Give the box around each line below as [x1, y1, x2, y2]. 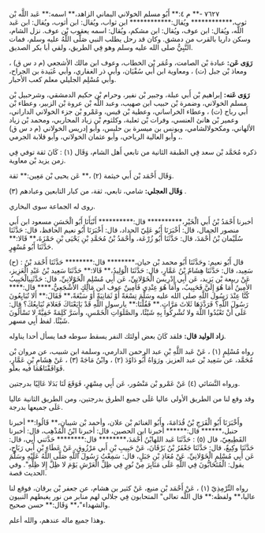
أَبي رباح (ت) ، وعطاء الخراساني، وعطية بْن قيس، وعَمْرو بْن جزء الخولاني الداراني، [9, 107, 248, 116]
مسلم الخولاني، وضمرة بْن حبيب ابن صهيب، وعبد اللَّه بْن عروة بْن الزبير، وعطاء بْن [9, 99, 248, 107]
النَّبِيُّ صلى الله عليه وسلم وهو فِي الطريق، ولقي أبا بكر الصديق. [9, 43, 193, 52]
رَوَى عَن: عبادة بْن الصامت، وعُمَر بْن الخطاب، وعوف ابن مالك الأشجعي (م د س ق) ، [9, 58, 253, 67]
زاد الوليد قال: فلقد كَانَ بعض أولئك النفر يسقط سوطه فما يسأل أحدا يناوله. [9, 332, 226, 340]
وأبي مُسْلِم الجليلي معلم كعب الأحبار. [9, 75, 117, 84]
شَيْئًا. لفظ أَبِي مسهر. [9, 316, 70, 325]
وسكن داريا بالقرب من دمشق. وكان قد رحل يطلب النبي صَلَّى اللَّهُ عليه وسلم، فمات [9, 34, 252, 43]
